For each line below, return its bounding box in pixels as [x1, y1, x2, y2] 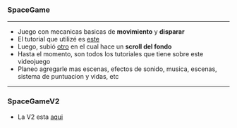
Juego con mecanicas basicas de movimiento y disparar [17, 27, 185, 36]
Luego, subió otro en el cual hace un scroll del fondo [17, 42, 172, 51]
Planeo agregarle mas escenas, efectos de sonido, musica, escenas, [17, 65, 217, 73]
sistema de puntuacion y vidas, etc [17, 72, 119, 81]
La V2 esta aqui [17, 113, 63, 121]
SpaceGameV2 [7, 96, 60, 106]
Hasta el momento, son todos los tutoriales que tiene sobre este [17, 50, 204, 58]
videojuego [17, 58, 51, 66]
